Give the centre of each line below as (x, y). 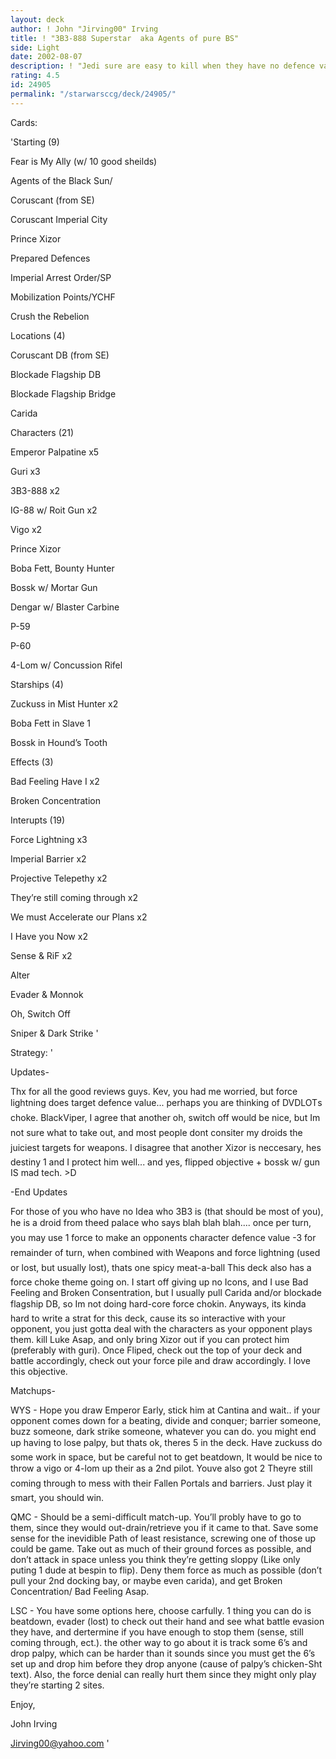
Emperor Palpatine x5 (55, 452)
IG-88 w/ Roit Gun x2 (54, 510)
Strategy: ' (31, 1052)
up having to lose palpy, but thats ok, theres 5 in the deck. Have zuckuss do (166, 1442)
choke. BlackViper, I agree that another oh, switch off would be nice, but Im (165, 1117)
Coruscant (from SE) (52, 200)
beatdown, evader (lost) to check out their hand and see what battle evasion (167, 1621)
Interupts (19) (38, 820)
